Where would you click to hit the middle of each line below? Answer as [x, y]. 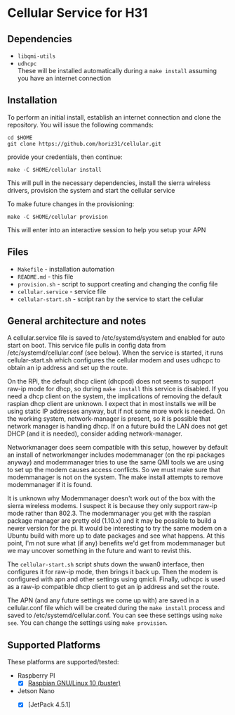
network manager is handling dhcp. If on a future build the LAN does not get [117, 426]
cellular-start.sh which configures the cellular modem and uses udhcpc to [114, 360]
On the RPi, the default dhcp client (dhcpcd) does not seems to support [110, 381]
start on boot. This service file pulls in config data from [87, 346]
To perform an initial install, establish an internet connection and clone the [114, 117]
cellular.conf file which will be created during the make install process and [116, 608]
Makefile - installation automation [66, 269]
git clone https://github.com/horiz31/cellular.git [84, 144]
